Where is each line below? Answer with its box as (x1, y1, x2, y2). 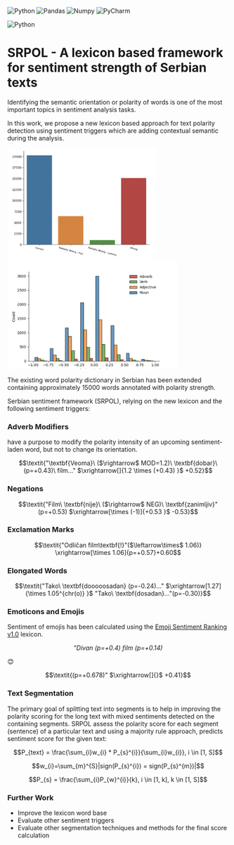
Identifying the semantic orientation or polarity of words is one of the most (7, 98, 223, 106)
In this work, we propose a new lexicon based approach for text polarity (7, 119, 216, 127)
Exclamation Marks (7, 525, 74, 535)
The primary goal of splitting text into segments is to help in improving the (7, 705, 221, 713)
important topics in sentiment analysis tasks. (7, 105, 136, 114)
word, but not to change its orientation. (25, 445, 138, 454)
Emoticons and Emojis (7, 607, 85, 617)
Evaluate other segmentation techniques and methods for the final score (17, 824, 227, 832)
